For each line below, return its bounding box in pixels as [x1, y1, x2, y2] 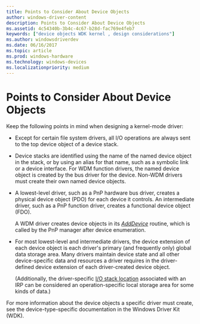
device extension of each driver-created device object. [35, 264, 171, 271]
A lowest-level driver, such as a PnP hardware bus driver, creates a [14, 189, 180, 196]
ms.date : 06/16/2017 [6, 43, 58, 49]
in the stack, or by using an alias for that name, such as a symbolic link [14, 159, 189, 166]
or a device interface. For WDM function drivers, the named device [14, 165, 180, 172]
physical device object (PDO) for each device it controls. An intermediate [14, 196, 195, 203]
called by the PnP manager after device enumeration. [14, 226, 146, 234]
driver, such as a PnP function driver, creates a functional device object [14, 202, 191, 210]
